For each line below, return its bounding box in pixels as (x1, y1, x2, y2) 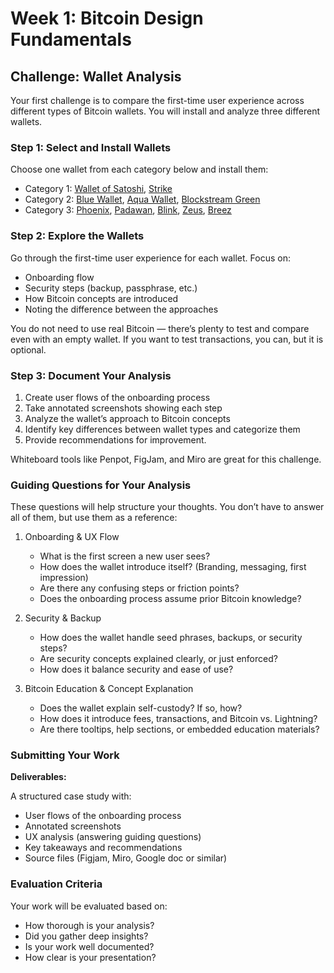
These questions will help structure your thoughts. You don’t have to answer (10, 501, 325, 513)
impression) (39, 572, 89, 584)
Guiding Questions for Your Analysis (10, 478, 192, 492)
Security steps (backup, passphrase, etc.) (24, 282, 198, 294)
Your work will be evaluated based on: (10, 900, 168, 912)
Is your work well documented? (24, 940, 155, 952)
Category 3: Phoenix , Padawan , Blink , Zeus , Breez (24, 204, 232, 216)
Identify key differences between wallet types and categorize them (24, 423, 301, 435)
